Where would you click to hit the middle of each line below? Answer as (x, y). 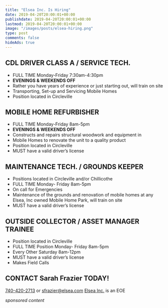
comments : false (22, 38)
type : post (17, 33)
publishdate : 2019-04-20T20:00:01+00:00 (48, 19)
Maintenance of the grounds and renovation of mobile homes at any (83, 195)
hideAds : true (20, 43)
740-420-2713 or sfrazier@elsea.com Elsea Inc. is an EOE (65, 290)
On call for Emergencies (37, 189)
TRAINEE (20, 229)
